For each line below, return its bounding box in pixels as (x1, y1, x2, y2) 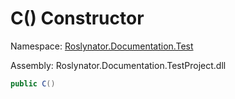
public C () (10, 78, 56, 89)
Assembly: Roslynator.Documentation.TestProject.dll (10, 59, 227, 71)
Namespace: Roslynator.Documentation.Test (10, 40, 194, 52)
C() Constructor (10, 7, 145, 30)
